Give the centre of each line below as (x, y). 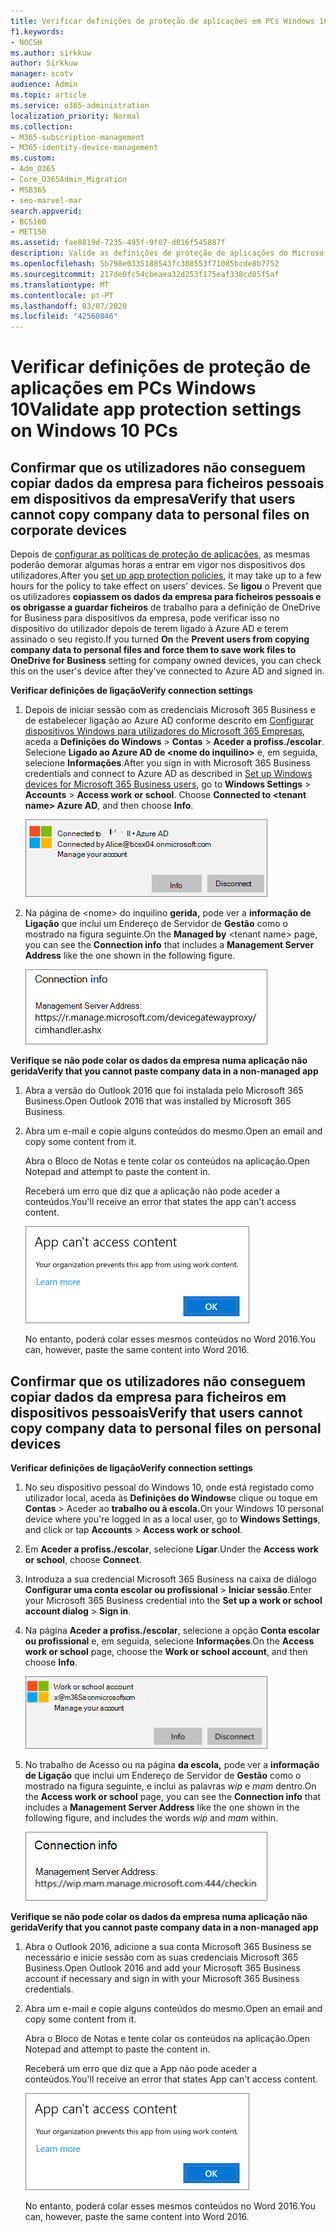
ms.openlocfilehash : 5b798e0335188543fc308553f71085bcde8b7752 (145, 264)
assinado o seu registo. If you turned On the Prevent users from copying (160, 639)
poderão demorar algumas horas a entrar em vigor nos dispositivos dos (158, 565)
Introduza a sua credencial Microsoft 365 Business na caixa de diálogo (170, 1579)
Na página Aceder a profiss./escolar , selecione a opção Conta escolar (172, 1630)
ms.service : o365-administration (80, 105)
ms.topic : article (48, 95)
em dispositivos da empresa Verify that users (153, 498)
